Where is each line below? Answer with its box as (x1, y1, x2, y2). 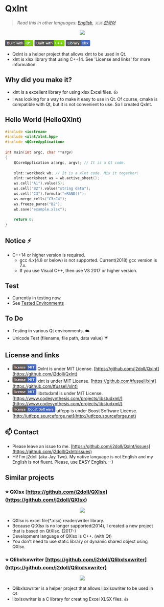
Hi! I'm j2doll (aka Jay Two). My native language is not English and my (12, 454, 153, 460)
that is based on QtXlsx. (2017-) (12, 528, 76, 534)
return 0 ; (14, 217, 34, 222)
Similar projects (5, 473, 54, 481)
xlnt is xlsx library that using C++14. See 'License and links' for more (12, 56, 151, 62)
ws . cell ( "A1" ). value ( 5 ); (14, 181, 65, 186)
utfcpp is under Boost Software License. (56, 408, 138, 414)
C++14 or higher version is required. (12, 252, 86, 258)
